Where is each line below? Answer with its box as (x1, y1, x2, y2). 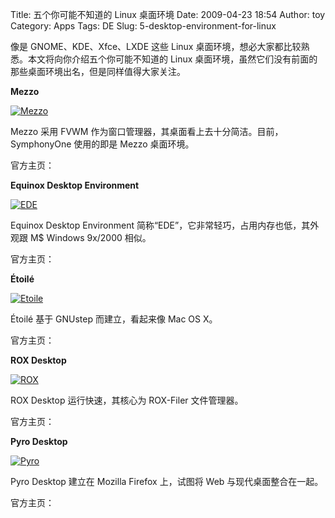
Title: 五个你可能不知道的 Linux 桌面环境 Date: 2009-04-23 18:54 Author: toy (10, 9, 326, 20)
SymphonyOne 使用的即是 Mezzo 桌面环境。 (10, 138, 195, 150)
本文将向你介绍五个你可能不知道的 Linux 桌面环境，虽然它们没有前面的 (27, 53, 318, 65)
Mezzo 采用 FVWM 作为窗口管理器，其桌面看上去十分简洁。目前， (10, 126, 284, 137)
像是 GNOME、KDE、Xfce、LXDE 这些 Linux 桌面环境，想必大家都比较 (10, 41, 302, 52)
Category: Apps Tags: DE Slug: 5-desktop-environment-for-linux (10, 20, 277, 32)
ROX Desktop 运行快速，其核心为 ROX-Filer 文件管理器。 (10, 394, 244, 406)
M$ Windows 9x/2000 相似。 (29, 232, 152, 243)
